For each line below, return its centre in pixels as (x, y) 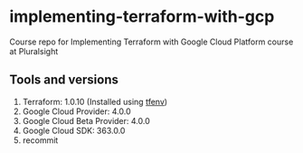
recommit (40, 140)
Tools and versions (64, 80)
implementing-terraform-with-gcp (142, 17)
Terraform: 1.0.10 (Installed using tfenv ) (95, 101)
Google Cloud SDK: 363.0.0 (74, 130)
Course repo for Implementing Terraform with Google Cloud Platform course (151, 42)
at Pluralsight (34, 51)
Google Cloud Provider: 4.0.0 (76, 111)
